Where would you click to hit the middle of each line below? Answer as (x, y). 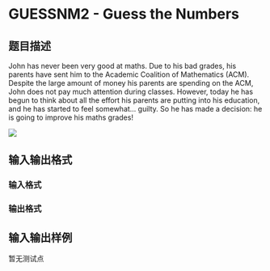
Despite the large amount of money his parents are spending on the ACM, (131, 83)
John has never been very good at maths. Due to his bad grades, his (122, 66)
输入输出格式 (40, 160)
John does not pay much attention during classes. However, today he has (131, 91)
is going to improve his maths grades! (71, 117)
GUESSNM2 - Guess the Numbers (124, 14)
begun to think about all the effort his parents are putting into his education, (134, 100)
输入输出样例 (40, 237)
